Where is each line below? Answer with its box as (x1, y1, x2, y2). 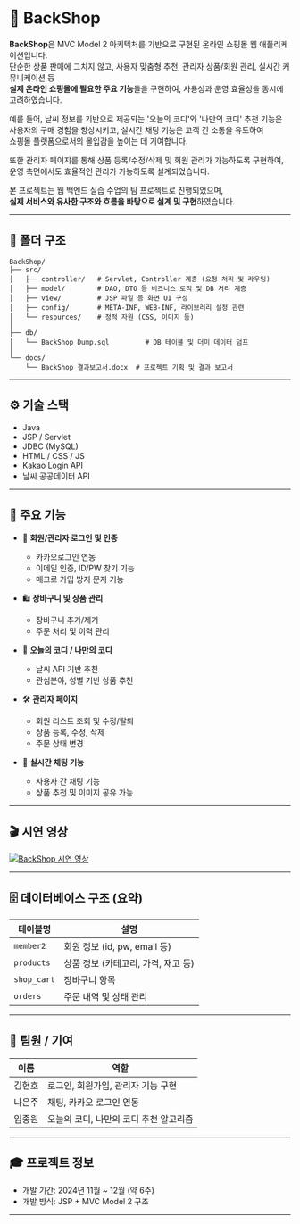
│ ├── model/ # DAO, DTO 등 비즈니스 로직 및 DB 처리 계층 (9, 284, 247, 293)
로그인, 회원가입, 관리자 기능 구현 (47, 1079, 178, 1092)
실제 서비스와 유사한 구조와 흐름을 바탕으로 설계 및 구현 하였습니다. (9, 196, 236, 206)
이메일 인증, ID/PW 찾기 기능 (35, 562, 136, 574)
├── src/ (9, 265, 42, 274)
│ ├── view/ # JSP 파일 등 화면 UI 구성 (9, 294, 188, 303)
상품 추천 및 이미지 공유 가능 (35, 787, 134, 798)
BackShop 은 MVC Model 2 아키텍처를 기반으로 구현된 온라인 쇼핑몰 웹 (9, 38, 257, 49)
